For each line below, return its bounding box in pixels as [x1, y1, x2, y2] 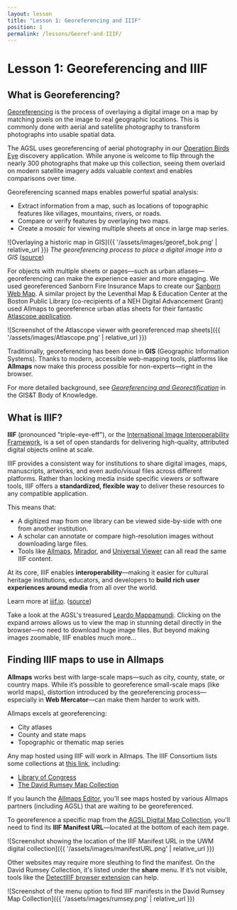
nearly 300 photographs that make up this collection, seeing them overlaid [7, 159, 226, 167]
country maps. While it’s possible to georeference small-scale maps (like [7, 680, 220, 689]
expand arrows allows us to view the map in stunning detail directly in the [7, 618, 222, 627]
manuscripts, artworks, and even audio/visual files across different [7, 467, 202, 475]
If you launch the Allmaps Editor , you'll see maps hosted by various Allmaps [7, 794, 228, 802]
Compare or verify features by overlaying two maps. [17, 217, 170, 226]
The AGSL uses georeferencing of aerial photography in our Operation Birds [7, 144, 229, 152]
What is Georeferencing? [7, 89, 121, 101]
